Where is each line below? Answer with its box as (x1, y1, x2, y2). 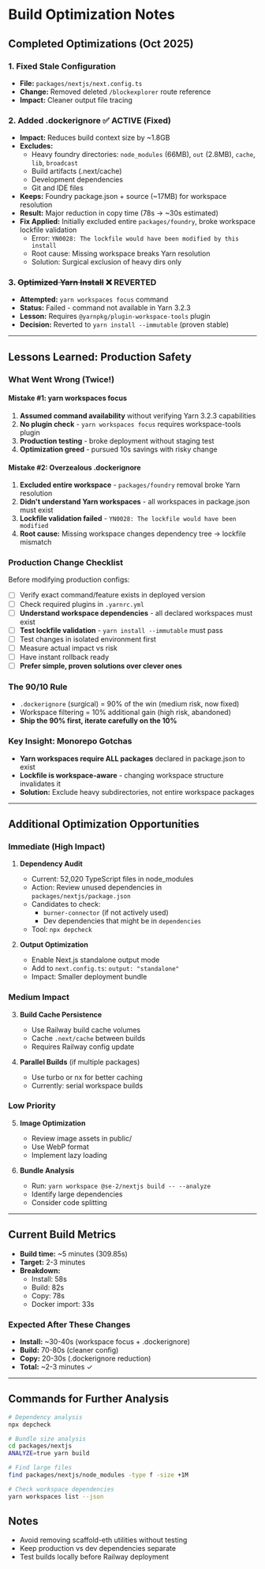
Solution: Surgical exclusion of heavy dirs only (31, 257, 182, 267)
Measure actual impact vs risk (19, 643, 118, 653)
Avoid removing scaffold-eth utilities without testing (19, 1535, 188, 1545)
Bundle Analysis (19, 1166, 75, 1175)
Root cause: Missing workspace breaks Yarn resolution (31, 249, 211, 258)
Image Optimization (19, 1118, 86, 1128)
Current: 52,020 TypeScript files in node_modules (31, 874, 194, 884)
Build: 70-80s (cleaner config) (19, 1345, 119, 1354)
